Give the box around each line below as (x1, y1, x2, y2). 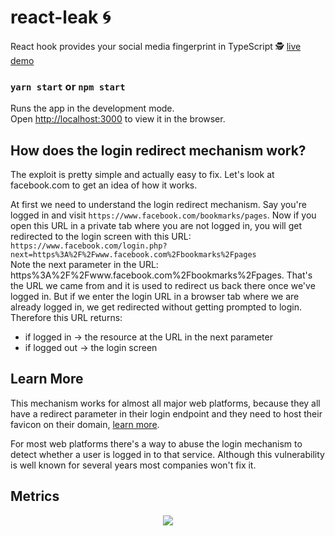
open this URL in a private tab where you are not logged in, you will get (10, 220, 302, 232)
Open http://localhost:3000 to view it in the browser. (10, 113, 226, 125)
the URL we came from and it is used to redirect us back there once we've (10, 280, 316, 292)
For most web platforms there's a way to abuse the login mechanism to (10, 437, 303, 450)
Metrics (10, 488, 60, 505)
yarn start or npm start (10, 79, 126, 93)
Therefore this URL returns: (10, 312, 123, 324)
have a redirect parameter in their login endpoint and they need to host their (10, 407, 323, 420)
